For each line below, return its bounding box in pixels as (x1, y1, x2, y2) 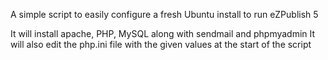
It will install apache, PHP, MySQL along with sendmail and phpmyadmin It (10, 28, 316, 39)
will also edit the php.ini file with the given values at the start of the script (10, 39, 312, 50)
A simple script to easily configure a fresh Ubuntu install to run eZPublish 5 (10, 9, 319, 20)
